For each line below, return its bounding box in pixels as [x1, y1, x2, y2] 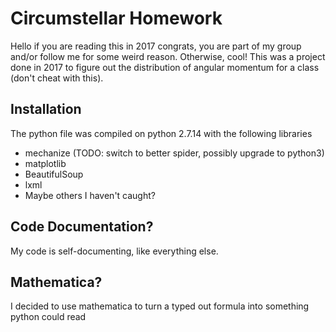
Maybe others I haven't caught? [24, 189, 156, 201]
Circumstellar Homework [10, 7, 223, 30]
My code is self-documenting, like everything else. [10, 245, 219, 257]
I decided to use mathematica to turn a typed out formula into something [10, 300, 310, 312]
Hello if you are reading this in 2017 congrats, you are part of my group [10, 40, 302, 52]
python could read [10, 311, 87, 323]
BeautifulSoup [24, 168, 84, 180]
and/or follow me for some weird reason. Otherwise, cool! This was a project [10, 50, 326, 62]
